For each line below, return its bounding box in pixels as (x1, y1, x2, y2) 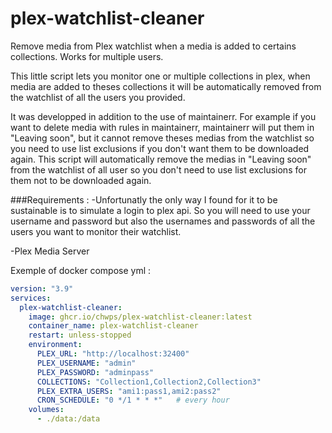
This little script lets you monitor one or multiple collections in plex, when (10, 70, 311, 82)
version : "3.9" (10, 283, 74, 294)
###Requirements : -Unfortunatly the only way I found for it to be (10, 193, 278, 206)
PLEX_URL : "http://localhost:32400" (36, 349, 190, 359)
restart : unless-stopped (28, 330, 132, 341)
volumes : (28, 405, 65, 415)
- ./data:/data (36, 414, 101, 424)
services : (10, 293, 52, 303)
